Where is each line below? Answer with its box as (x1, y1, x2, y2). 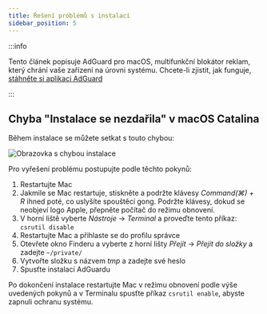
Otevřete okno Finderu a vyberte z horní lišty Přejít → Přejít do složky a (19, 239, 253, 248)
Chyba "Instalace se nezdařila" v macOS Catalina (8, 112, 260, 125)
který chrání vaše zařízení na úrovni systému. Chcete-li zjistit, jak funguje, (8, 65, 252, 74)
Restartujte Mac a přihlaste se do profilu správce (19, 231, 181, 240)
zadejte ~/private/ (19, 248, 82, 257)
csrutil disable (19, 224, 74, 232)
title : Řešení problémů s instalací (8, 11, 130, 20)
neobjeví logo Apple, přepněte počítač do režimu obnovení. (19, 205, 216, 215)
